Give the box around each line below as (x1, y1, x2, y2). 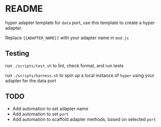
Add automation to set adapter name (12, 105, 89, 111)
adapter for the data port (5, 77, 56, 83)
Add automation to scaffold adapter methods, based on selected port (12, 116, 156, 122)
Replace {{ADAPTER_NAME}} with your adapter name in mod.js (5, 35, 129, 41)
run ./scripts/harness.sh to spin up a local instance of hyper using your (5, 72, 154, 78)
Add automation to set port (12, 111, 69, 117)
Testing (5, 49, 30, 58)
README (5, 3, 43, 15)
